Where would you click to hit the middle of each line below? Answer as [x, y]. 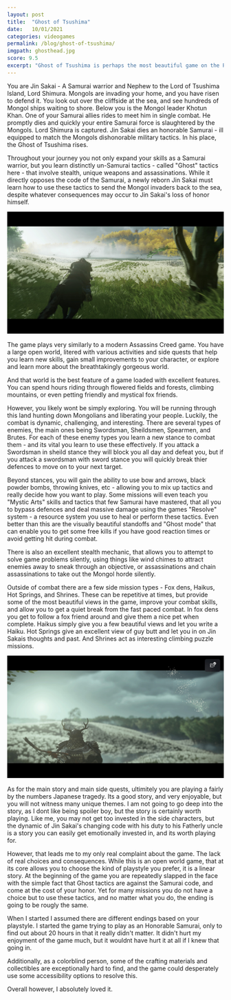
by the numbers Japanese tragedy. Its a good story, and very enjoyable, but [114, 796]
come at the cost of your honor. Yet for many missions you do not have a [110, 890]
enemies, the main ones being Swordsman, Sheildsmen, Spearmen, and [109, 430]
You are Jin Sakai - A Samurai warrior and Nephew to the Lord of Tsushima [113, 86]
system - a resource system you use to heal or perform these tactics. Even [113, 517]
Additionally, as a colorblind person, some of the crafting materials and [107, 961]
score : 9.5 [23, 59]
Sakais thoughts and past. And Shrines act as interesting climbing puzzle [110, 639]
